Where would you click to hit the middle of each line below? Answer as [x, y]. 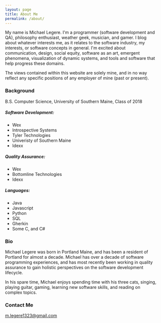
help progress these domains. [35, 63]
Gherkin [20, 223]
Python [19, 213]
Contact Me [19, 305]
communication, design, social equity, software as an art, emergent [72, 53]
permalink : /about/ [25, 19]
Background [20, 91]
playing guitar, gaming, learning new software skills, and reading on [73, 287]
